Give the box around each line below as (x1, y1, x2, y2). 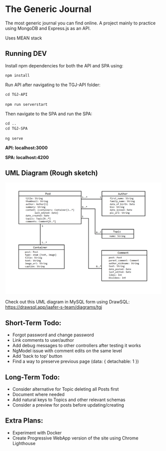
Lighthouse (12, 440, 36, 446)
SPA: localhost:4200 (5, 154, 49, 160)
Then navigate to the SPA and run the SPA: (5, 111, 93, 117)
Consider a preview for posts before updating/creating (12, 402, 124, 408)
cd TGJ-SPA (5, 126, 28, 131)
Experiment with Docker (12, 430, 62, 436)
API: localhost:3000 (5, 145, 48, 151)
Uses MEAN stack (5, 35, 42, 41)
